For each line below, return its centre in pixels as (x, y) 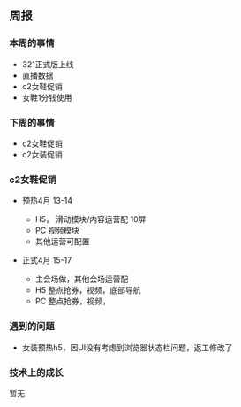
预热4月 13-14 (47, 201)
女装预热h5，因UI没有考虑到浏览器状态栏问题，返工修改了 (127, 347)
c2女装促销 (42, 154)
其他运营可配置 (62, 242)
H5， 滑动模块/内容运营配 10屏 (90, 219)
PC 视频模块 (57, 230)
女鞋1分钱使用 (47, 97)
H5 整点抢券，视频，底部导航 (88, 290)
